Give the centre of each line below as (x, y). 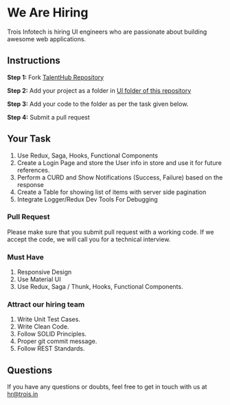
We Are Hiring (48, 13)
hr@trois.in (23, 394)
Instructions (34, 61)
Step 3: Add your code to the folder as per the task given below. (98, 104)
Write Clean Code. (43, 327)
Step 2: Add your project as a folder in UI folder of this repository (99, 90)
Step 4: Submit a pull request (49, 117)
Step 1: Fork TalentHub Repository (56, 77)
